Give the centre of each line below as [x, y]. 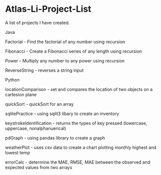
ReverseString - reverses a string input [44, 70]
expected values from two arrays [39, 167]
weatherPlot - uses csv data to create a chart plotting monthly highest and [81, 147]
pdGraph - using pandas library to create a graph [55, 138]
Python [12, 80]
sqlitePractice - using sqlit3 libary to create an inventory [62, 114]
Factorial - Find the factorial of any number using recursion [65, 42]
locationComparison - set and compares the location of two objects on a [79, 89]
